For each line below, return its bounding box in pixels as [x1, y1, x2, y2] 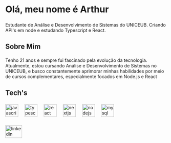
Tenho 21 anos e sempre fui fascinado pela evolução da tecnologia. [5, 57, 147, 63]
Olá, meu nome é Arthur [5, 4, 109, 15]
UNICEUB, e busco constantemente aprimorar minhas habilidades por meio [5, 68, 164, 75]
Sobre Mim [5, 42, 41, 51]
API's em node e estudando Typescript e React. [5, 27, 106, 34]
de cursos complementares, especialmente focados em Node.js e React [5, 74, 157, 80]
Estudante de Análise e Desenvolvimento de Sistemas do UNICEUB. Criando [5, 22, 166, 28]
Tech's [5, 88, 28, 97]
